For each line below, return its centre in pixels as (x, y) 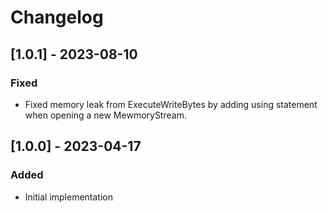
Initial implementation (69, 197)
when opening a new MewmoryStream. (105, 115)
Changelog (57, 17)
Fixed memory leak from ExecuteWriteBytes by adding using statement (171, 104)
